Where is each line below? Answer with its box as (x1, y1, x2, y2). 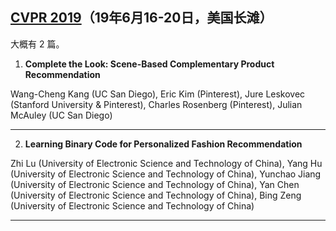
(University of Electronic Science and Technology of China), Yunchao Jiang (10, 168, 322, 180)
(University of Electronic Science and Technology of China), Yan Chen (10, 178, 300, 190)
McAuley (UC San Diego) (10, 109, 113, 121)
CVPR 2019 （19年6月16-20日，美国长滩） (10, 9, 273, 27)
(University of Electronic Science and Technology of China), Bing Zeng (10, 189, 302, 201)
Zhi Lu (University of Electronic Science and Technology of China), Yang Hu (10, 157, 323, 169)
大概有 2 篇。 (10, 38, 65, 50)
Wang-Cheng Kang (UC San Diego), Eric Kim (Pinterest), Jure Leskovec (10, 88, 306, 100)
